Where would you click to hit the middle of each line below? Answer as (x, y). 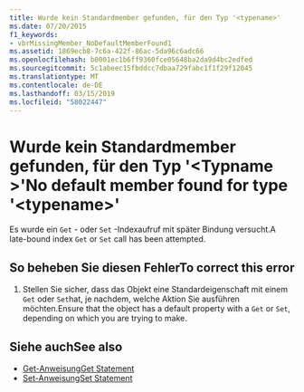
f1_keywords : (34, 34)
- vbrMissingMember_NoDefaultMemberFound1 (90, 43)
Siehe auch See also (66, 346)
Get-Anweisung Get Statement (78, 368)
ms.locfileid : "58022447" (58, 102)
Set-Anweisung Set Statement (77, 378)
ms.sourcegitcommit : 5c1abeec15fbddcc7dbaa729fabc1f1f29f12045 (131, 69)
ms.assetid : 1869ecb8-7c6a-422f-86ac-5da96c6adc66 (107, 52)
